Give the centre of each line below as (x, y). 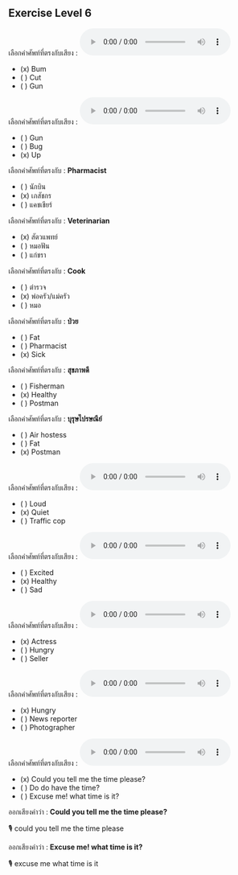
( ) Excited (37, 572)
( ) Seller (34, 658)
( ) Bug (31, 146)
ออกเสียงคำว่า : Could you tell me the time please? (88, 811)
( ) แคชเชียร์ (36, 204)
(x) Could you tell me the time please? (83, 778)
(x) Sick (33, 354)
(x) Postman (40, 452)
